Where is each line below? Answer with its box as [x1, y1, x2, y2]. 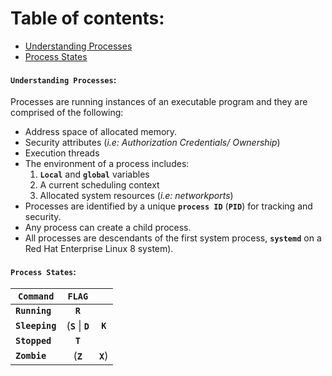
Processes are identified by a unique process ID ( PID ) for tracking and [24, 200, 313, 212]
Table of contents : [10, 7, 165, 30]
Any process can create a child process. [24, 222, 192, 234]
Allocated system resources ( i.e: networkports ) [39, 190, 234, 202]
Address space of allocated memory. [24, 126, 178, 138]
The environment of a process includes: [24, 158, 190, 170]
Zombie [15, 350, 47, 362]
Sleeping [15, 320, 57, 332]
